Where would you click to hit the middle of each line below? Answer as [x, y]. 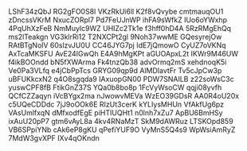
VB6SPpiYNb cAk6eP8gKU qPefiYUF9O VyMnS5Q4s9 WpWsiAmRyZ [122, 130]
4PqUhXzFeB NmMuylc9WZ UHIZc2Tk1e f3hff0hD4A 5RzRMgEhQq [120, 28]
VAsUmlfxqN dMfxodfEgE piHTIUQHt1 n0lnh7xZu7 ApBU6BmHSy [116, 113]
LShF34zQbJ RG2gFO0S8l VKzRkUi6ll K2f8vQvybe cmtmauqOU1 [116, 12]
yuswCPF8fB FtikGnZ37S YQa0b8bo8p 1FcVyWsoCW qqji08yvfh [115, 87]
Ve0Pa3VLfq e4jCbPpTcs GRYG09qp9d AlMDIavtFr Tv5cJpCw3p [115, 70]
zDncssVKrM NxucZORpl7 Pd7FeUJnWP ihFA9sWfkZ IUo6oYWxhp [118, 20]
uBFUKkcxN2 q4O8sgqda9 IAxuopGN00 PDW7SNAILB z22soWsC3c [121, 79]
